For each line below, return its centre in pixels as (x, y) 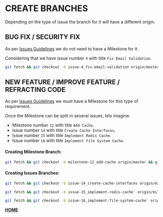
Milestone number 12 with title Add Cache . (53, 125)
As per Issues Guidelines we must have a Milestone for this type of (72, 101)
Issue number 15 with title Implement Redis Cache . (62, 136)
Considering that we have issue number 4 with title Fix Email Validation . (78, 58)
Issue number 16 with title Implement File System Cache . (68, 140)
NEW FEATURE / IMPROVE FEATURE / (63, 82)
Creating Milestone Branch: (33, 152)
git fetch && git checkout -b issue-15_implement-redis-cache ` (70, 192)
